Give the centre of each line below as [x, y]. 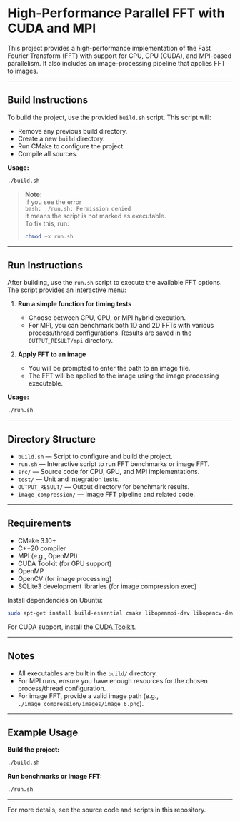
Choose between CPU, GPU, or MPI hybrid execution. [107, 318]
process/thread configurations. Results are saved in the [110, 333]
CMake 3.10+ [37, 540]
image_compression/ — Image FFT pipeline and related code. [106, 494]
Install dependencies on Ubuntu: [55, 600]
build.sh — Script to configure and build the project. [95, 456]
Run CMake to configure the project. [71, 146]
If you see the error [53, 202]
